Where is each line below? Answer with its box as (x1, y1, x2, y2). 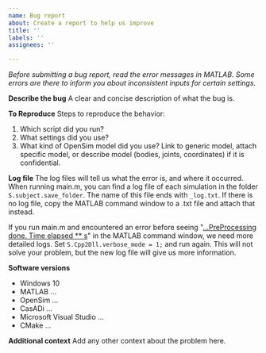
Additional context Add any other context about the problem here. (8, 336, 226, 346)
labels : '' (8, 33, 44, 42)
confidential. (19, 158, 61, 167)
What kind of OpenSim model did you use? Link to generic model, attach (19, 141, 257, 151)
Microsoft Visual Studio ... (19, 313, 105, 322)
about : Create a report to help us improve (8, 19, 155, 27)
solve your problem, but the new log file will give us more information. (8, 247, 237, 258)
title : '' (8, 26, 41, 34)
